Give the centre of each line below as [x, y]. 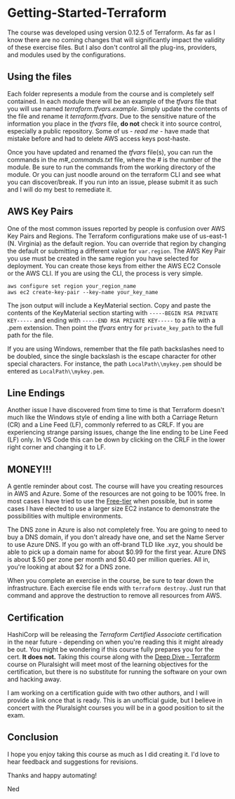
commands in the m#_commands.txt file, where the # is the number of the [114, 159]
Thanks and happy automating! [52, 775]
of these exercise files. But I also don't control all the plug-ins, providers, [112, 47]
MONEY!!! [30, 469]
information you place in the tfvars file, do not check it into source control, [115, 124]
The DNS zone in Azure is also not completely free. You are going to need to [117, 530]
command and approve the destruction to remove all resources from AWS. [115, 595]
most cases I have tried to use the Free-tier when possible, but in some [110, 501]
